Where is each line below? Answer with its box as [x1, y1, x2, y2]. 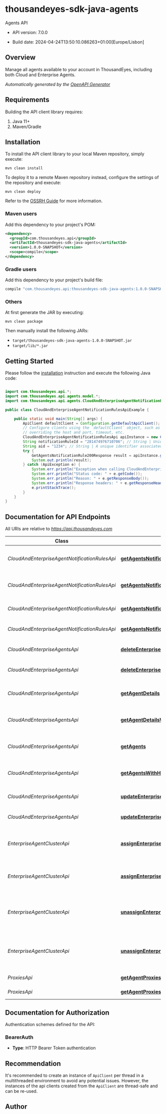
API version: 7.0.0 [12, 29, 48, 35]
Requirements [5, 95, 49, 104]
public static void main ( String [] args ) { [14, 416, 103, 421]
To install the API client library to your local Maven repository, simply [5, 151, 145, 157]
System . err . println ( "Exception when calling [31, 467, 125, 472]
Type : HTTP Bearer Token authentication [12, 1045, 96, 1051]
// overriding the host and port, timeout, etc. [23, 430, 125, 435]
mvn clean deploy [5, 189, 41, 194]
